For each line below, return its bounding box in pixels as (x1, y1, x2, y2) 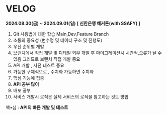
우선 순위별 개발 (13, 43, 44, 49)
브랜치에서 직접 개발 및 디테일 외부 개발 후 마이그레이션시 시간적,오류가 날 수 (13, 50, 162, 56)
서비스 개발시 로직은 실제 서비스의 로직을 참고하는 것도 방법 (13, 93, 129, 99)
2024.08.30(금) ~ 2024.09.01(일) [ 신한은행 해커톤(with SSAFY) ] (6, 20, 140, 26)
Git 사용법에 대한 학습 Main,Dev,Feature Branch (13, 31, 109, 37)
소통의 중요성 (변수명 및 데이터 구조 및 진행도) (13, 37, 103, 43)
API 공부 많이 (13, 81, 39, 87)
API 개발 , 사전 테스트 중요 (13, 62, 64, 68)
